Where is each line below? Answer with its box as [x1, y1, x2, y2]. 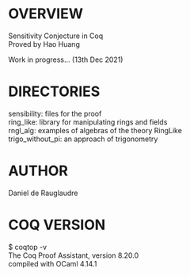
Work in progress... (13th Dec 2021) [8, 55, 123, 64]
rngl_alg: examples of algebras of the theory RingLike [8, 125, 182, 135]
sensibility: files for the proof [8, 109, 102, 118]
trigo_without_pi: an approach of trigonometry [8, 134, 158, 144]
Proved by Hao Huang [8, 39, 81, 48]
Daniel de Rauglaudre [8, 188, 78, 197]
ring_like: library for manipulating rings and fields [8, 117, 168, 127]
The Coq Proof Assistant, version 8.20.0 [8, 251, 139, 260]
